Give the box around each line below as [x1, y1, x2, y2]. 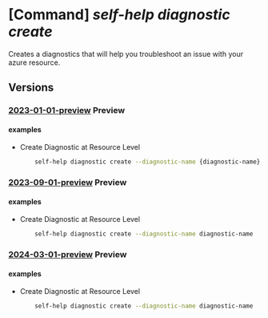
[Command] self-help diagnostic [8, 6, 230, 24]
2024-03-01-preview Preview [8, 249, 127, 260]
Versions [8, 81, 54, 95]
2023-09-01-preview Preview [8, 177, 127, 188]
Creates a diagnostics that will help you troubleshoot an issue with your [8, 49, 244, 58]
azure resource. [8, 58, 61, 67]
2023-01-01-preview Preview [8, 105, 126, 116]
